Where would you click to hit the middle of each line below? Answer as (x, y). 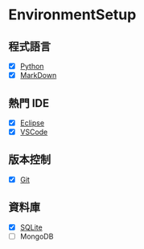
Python (32, 66)
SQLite (31, 227)
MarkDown (38, 76)
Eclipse (32, 123)
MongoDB (37, 236)
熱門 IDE (29, 103)
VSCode (34, 132)
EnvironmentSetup (72, 15)
